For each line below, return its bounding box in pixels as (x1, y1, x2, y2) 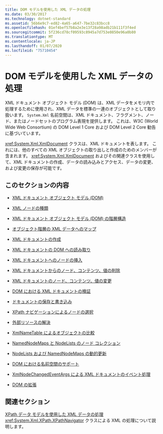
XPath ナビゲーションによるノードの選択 (12, 309, 94, 315)
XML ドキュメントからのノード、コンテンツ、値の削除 (12, 267, 121, 274)
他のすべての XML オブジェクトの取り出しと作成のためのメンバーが (21, 147, 157, 153)
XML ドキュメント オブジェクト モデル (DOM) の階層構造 (12, 216, 127, 221)
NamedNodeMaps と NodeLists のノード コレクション (12, 340, 121, 346)
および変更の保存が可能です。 (5, 165, 65, 171)
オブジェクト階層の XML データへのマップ (12, 226, 96, 232)
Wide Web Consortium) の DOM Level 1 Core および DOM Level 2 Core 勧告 (5, 124, 156, 130)
